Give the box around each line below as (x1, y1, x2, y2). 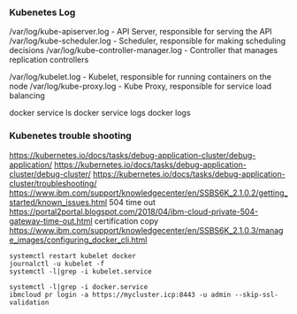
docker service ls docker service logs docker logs (9, 108, 192, 119)
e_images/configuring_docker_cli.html (9, 234, 148, 245)
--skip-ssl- (234, 290, 278, 299)
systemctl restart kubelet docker (9, 251, 137, 260)
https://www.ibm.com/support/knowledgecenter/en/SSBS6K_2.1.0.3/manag (9, 225, 284, 235)
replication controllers (9, 55, 89, 65)
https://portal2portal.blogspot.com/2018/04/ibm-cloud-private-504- (9, 206, 259, 217)
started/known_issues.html (9, 196, 108, 207)
